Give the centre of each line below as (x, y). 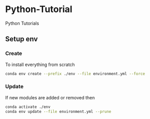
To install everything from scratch (40, 65)
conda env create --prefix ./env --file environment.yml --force (75, 74)
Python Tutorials (22, 23)
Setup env (22, 39)
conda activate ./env (28, 107)
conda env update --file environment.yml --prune (58, 111)
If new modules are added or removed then (50, 97)
